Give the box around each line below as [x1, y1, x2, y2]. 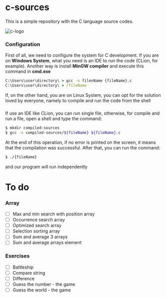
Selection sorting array [12, 228, 61, 234]
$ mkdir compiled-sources [5, 125, 60, 130]
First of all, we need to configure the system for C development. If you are [5, 52, 159, 58]
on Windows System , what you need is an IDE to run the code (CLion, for [5, 58, 158, 64]
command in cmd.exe [5, 68, 51, 74]
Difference [12, 275, 35, 281]
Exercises [5, 252, 30, 259]
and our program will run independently [5, 164, 88, 170]
